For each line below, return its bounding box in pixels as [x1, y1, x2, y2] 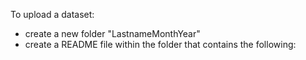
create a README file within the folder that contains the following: [24, 39, 297, 50]
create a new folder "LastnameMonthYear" [24, 28, 201, 39]
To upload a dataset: [10, 9, 95, 20]
